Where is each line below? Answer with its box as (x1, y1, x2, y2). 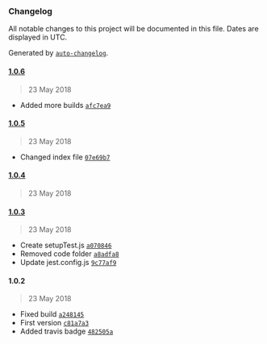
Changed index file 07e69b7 (19, 151, 111, 162)
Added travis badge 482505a (19, 326, 114, 336)
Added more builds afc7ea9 (19, 100, 111, 110)
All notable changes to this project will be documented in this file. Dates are (8, 24, 260, 34)
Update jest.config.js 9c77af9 (19, 258, 117, 267)
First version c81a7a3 (19, 318, 90, 328)
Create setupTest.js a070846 (19, 240, 112, 251)
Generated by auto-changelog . (8, 48, 109, 58)
